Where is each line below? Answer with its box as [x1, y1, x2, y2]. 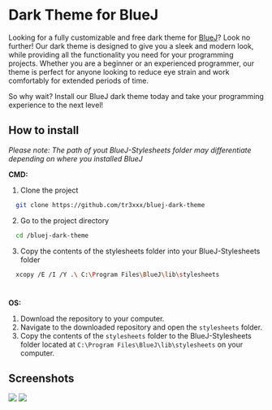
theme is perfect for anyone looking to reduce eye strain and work [8, 67, 230, 76]
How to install [8, 123, 80, 137]
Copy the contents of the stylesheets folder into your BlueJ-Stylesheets [19, 246, 261, 256]
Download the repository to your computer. [19, 313, 165, 323]
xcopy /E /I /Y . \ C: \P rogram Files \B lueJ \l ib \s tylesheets [15, 270, 220, 278]
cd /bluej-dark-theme [15, 231, 89, 240]
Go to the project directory [19, 215, 110, 225]
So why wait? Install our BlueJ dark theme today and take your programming [8, 91, 264, 101]
